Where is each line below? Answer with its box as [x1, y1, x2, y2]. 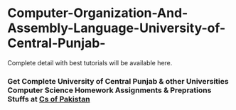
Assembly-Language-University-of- [7, 20, 226, 36]
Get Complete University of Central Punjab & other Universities [7, 76, 229, 86]
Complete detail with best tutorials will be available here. [7, 58, 173, 67]
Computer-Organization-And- [7, 5, 188, 21]
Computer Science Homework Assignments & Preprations [7, 85, 212, 95]
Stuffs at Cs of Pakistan [7, 94, 90, 104]
